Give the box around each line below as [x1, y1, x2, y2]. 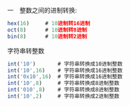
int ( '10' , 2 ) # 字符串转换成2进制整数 [7, 93, 119, 100]
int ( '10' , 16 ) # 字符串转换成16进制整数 [7, 67, 123, 74]
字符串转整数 [7, 46, 44, 54]
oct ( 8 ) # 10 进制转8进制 [7, 26, 88, 33]
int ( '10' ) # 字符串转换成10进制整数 [7, 60, 123, 68]
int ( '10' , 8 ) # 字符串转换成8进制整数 [7, 79, 119, 87]
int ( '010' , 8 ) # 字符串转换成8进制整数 [7, 86, 119, 93]
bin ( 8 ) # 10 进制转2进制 [7, 33, 88, 40]
